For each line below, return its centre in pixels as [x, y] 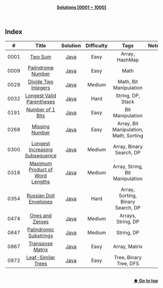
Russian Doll [41, 195]
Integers [41, 88]
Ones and [41, 215]
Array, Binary [128, 146]
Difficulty [97, 46]
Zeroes [41, 222]
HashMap [128, 60]
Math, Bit [128, 81]
